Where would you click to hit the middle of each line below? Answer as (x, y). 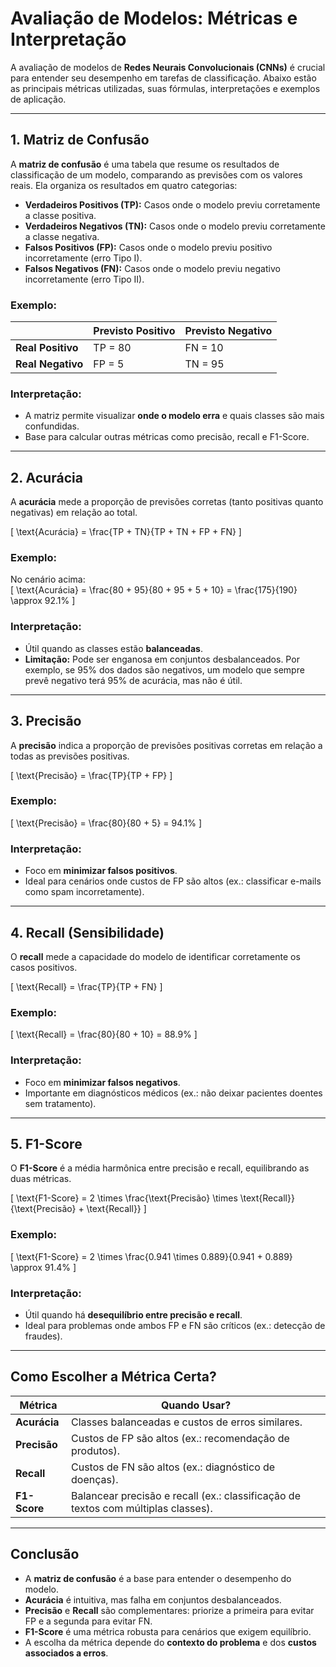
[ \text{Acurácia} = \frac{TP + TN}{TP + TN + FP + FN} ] (126, 532)
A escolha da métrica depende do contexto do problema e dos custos (170, 1642)
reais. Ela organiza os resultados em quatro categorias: (124, 185)
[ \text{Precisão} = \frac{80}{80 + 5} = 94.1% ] (106, 823)
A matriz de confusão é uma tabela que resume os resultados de (145, 164)
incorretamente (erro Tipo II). (84, 279)
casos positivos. (44, 967)
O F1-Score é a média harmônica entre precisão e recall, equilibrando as (160, 1168)
